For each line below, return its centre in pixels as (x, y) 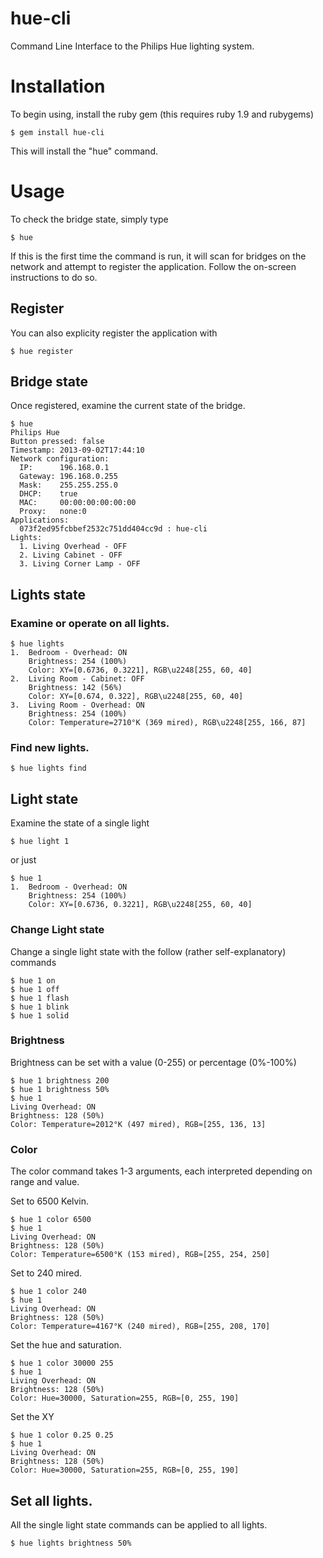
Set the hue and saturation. (66, 1345)
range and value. (45, 1182)
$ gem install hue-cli (57, 132)
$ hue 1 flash (40, 998)
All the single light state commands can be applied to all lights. (139, 1524)
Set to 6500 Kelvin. (50, 1201)
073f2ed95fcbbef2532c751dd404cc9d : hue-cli (113, 529)
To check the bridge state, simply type (89, 219)
